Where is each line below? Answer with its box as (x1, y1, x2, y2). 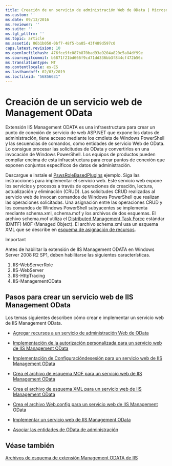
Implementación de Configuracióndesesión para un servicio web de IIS (12, 355, 163, 361)
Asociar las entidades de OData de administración (12, 426, 119, 433)
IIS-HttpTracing (12, 272, 45, 279)
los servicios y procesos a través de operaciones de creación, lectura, (5, 183, 154, 189)
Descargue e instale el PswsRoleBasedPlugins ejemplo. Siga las (5, 172, 140, 178)
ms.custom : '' (5, 12, 36, 17)
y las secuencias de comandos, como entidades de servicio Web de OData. (5, 140, 165, 146)
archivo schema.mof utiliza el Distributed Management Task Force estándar (5, 216, 165, 222)
